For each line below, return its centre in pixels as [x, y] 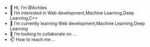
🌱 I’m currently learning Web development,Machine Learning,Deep [77, 23]
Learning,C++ [24, 18]
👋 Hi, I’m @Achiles [28, 8]
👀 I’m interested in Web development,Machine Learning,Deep [72, 13]
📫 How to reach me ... [32, 39]
